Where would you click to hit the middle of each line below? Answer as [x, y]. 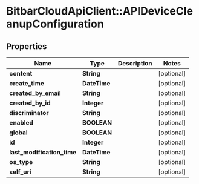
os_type [21, 162]
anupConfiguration [55, 24]
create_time [27, 83]
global [19, 133]
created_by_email [35, 93]
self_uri [20, 172]
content [21, 74]
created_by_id [30, 103]
